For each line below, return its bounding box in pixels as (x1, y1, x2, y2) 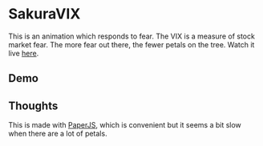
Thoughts (8, 99, 59, 112)
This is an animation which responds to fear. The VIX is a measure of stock (8, 31, 255, 41)
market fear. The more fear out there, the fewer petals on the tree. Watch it (8, 39, 255, 49)
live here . (8, 48, 39, 58)
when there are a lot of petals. (8, 129, 107, 139)
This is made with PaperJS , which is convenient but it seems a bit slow (8, 120, 242, 130)
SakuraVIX (8, 5, 81, 23)
